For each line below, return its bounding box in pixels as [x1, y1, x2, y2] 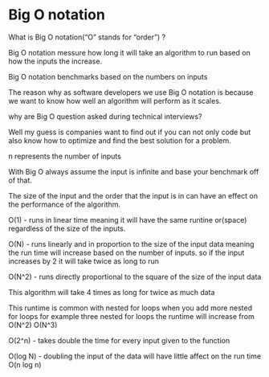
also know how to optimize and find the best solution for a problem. [8, 135, 231, 145]
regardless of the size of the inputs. [8, 223, 126, 233]
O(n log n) [8, 359, 42, 369]
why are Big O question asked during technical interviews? [8, 111, 202, 121]
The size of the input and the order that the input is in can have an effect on [8, 191, 259, 200]
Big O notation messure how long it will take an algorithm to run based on [8, 47, 251, 57]
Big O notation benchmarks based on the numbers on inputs [8, 72, 208, 81]
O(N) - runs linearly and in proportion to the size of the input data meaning [8, 239, 255, 248]
